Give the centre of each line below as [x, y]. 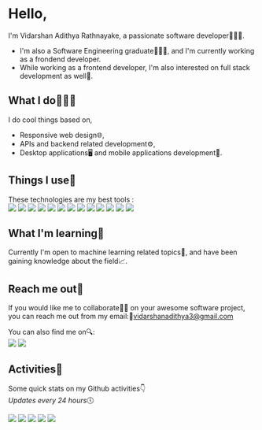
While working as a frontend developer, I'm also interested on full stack [135, 67]
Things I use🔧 [42, 181]
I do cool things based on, [50, 120]
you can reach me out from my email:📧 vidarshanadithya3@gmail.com [121, 317]
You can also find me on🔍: [52, 332]
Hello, [28, 14]
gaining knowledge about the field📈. [68, 261]
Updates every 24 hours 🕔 [51, 400]
